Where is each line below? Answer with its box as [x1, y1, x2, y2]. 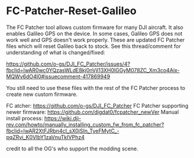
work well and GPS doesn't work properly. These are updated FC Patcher [6, 36, 185, 43]
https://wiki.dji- [44, 114, 82, 122]
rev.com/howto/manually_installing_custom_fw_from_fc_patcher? [6, 121, 164, 128]
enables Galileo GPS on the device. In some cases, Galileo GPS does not [6, 30, 183, 37]
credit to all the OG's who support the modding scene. [6, 145, 138, 152]
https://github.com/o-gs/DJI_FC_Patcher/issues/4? [6, 60, 131, 67]
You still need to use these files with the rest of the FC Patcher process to [6, 84, 185, 91]
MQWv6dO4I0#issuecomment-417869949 [6, 73, 111, 80]
